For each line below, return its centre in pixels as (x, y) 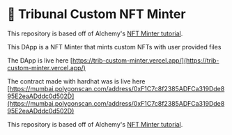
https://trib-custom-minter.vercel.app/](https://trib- (146, 60)
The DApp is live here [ (40, 60)
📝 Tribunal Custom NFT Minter (96, 14)
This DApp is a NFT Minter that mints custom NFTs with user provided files (114, 47)
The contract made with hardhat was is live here (76, 81)
